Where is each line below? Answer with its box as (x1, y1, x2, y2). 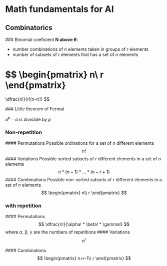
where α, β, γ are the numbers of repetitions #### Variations (5, 229, 130, 235)
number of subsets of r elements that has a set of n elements (12, 51, 138, 57)
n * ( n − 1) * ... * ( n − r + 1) (58, 169, 110, 175)
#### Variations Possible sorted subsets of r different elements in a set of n (5, 156, 161, 162)
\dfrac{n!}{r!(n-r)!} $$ (5, 96, 50, 102)
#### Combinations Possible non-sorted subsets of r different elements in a (5, 176, 162, 183)
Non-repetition (5, 129, 42, 136)
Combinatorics (5, 23, 52, 32)
